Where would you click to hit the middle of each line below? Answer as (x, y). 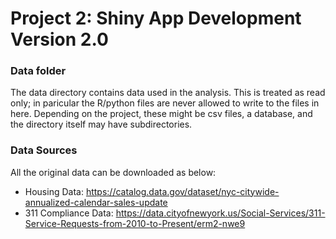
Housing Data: (54, 191)
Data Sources (44, 150)
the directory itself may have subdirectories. (101, 124)
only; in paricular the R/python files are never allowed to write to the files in (165, 103)
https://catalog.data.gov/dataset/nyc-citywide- (182, 191)
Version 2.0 (59, 39)
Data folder (38, 71)
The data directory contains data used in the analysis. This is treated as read (168, 93)
